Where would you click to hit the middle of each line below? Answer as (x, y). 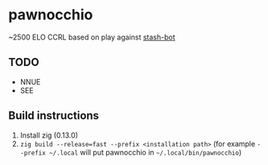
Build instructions (54, 115)
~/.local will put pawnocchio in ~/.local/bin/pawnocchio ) (146, 152)
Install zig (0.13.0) (49, 135)
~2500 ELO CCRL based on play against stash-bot (92, 37)
